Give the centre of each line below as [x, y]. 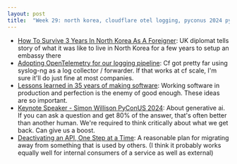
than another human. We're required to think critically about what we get [123, 122]
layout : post [26, 14]
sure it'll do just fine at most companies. [75, 77]
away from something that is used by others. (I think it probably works [119, 145]
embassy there [39, 55]
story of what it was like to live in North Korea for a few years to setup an [123, 48]
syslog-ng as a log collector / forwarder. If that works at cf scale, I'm [117, 70]
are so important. [43, 100]
